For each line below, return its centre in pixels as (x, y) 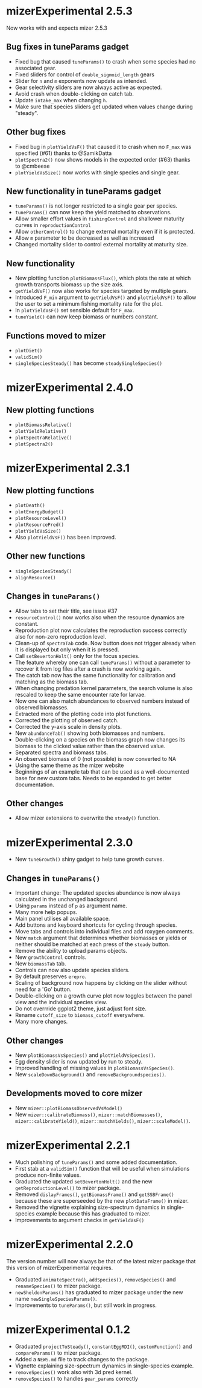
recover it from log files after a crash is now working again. (88, 669)
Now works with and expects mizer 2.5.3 (57, 28)
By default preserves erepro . (50, 976)
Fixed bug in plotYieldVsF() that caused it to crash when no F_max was (103, 146)
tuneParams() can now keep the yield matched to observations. (93, 212)
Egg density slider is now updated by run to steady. (79, 1061)
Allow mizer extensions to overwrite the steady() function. (87, 818)
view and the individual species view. (61, 1002)
